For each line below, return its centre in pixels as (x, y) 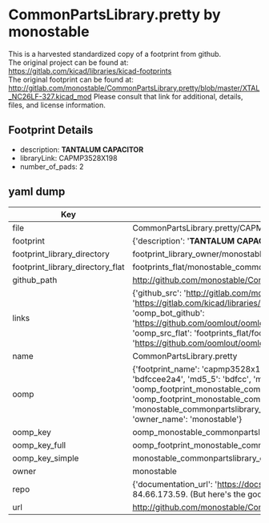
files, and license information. (57, 105)
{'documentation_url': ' (175, 484)
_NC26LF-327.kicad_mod (50, 96)
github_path (35, 280)
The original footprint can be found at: (71, 79)
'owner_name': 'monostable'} (187, 419)
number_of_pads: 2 (52, 167)
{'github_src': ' (159, 292)
